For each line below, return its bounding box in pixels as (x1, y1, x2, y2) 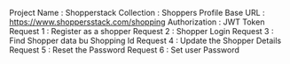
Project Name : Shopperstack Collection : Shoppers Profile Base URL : (9, 8, 265, 18)
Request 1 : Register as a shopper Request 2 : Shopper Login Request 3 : (9, 26, 274, 36)
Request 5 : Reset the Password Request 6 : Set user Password (9, 45, 239, 55)
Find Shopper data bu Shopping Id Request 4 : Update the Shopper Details (9, 35, 282, 46)
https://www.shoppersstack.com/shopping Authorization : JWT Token (9, 17, 265, 27)
